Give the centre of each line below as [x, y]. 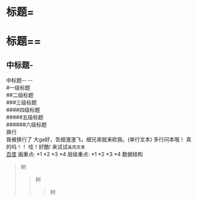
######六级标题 [27, 125]
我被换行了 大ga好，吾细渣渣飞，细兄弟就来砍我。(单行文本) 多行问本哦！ [96, 140]
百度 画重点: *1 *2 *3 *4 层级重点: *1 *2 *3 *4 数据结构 [75, 154]
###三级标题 [22, 103]
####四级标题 [23, 110]
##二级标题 [20, 95]
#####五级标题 [25, 117]
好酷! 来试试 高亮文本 [62, 147]
